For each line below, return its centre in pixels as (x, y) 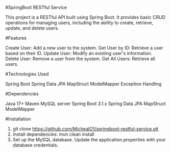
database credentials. (35, 145)
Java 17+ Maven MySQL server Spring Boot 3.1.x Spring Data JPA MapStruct (86, 104)
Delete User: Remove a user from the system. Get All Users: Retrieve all (80, 59)
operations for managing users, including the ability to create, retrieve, (79, 23)
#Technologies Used (27, 74)
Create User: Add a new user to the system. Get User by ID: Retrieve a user (84, 48)
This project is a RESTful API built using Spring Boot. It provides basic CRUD (86, 17)
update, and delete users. (32, 28)
